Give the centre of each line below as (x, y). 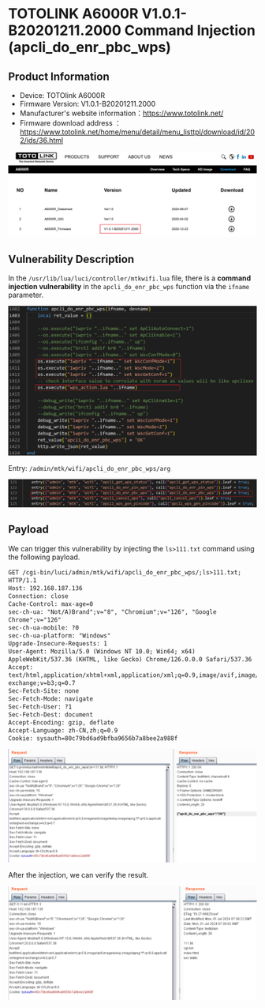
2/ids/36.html (41, 140)
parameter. (26, 295)
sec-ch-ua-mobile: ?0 (44, 628)
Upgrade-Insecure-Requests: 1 (58, 643)
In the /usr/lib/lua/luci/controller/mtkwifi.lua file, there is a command (130, 278)
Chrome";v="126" (35, 620)
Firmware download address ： (71, 123)
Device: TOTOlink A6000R (62, 95)
